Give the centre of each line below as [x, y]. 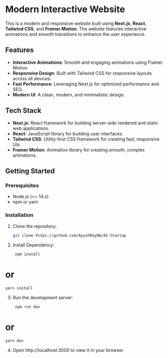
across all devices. [32, 78]
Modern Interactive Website [65, 9]
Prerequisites [22, 185]
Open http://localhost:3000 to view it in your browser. [69, 350]
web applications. [31, 128]
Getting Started [30, 171]
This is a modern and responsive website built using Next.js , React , [76, 23]
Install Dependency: [33, 245]
